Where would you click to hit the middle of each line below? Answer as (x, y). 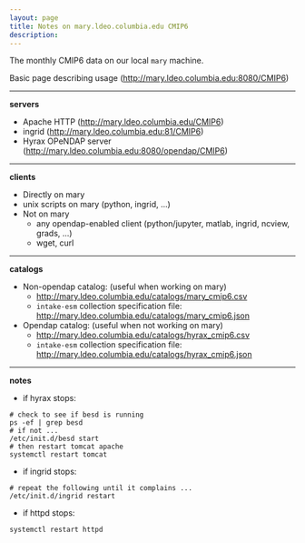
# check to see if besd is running (77, 415)
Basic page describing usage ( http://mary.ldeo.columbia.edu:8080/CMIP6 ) (149, 78)
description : (34, 35)
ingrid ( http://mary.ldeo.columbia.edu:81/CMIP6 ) (113, 132)
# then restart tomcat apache (67, 447)
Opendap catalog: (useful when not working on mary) (123, 326)
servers (25, 105)
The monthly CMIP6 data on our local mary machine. (107, 61)
